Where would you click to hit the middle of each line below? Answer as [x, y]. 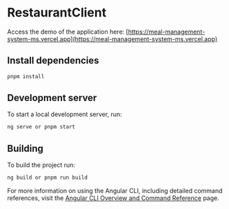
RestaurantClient [57, 13]
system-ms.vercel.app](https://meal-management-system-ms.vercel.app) [112, 38]
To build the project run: [41, 165]
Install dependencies [53, 61]
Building [25, 148]
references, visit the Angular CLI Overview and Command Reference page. [113, 198]
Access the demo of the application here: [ [68, 32]
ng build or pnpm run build [48, 178]
